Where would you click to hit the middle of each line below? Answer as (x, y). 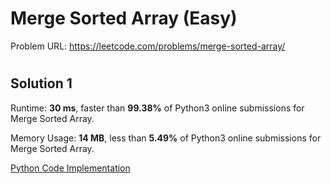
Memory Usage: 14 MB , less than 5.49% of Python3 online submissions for (166, 138)
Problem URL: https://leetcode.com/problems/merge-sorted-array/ (148, 46)
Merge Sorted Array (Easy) (124, 18)
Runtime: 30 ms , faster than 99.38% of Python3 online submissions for (157, 108)
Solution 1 (41, 83)
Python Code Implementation (70, 168)
